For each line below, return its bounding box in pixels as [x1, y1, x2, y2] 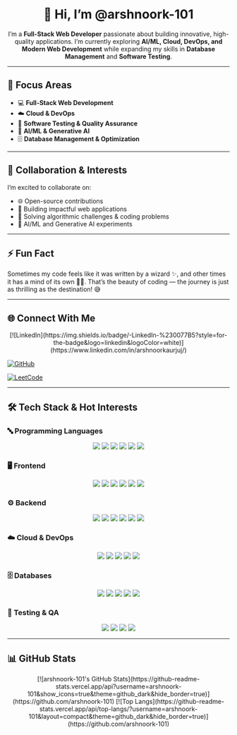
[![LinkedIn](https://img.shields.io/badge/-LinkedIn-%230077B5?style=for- [9, 331, 228, 339]
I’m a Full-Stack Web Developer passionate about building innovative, [8, 30, 212, 38]
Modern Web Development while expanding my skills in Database [21, 44, 216, 53]
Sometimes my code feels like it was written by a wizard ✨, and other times [7, 269, 226, 278]
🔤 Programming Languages [7, 426, 104, 436]
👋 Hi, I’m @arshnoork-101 [43, 6, 194, 23]
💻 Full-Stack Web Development [17, 98, 114, 107]
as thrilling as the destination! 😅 [7, 285, 101, 293]
